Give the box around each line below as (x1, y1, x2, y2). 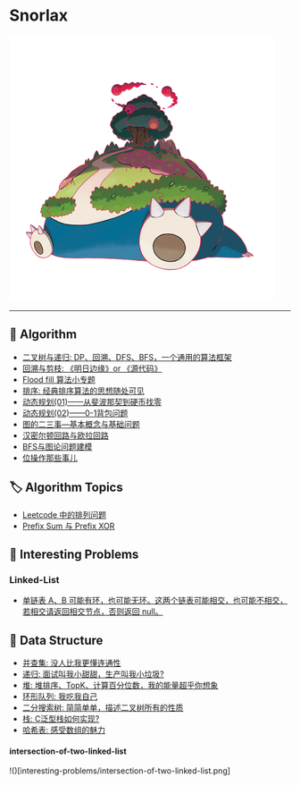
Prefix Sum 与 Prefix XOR (21, 520, 115, 531)
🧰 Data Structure (9, 632, 104, 648)
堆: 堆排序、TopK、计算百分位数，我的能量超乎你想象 (21, 680, 219, 691)
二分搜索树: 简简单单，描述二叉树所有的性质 (21, 703, 184, 713)
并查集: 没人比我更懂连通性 (21, 658, 121, 669)
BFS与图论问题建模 (21, 441, 93, 452)
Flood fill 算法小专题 (21, 374, 96, 384)
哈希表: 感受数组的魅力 (21, 725, 105, 736)
